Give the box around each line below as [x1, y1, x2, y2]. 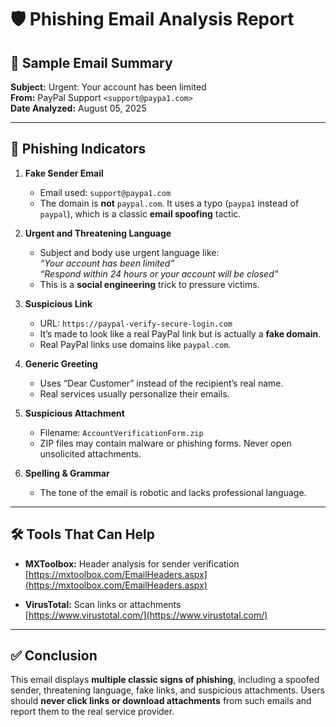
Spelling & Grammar [24, 467, 110, 479]
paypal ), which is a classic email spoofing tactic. [39, 207, 242, 220]
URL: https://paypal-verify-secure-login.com [39, 317, 233, 329]
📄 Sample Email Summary [10, 54, 173, 71]
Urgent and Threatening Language [24, 227, 172, 239]
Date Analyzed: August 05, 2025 [10, 102, 147, 114]
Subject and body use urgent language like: [39, 246, 220, 258]
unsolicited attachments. [39, 447, 142, 460]
